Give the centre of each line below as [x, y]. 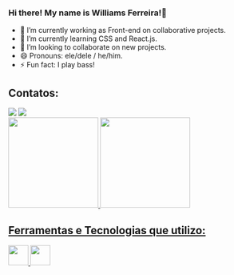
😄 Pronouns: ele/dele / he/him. [71, 56]
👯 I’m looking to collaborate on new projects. [93, 47]
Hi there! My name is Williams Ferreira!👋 [88, 13]
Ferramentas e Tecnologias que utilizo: [107, 231]
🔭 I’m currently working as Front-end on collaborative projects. [123, 30]
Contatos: [34, 93]
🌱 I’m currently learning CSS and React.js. [88, 38]
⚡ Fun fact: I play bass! [57, 65]
